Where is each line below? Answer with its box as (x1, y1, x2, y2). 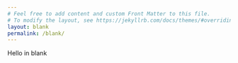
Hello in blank (7, 49, 47, 57)
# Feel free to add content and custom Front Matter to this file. (7, 10, 211, 17)
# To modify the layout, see (7, 17, 93, 24)
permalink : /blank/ (7, 29, 65, 37)
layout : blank (7, 23, 50, 30)
